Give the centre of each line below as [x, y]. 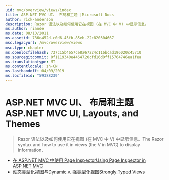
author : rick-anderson [29, 19]
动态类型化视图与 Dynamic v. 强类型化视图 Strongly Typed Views [79, 172]
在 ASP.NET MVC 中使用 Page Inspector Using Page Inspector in [79, 160]
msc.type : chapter [25, 48]
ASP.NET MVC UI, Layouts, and [72, 114]
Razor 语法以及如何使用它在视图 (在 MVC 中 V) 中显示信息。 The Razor [91, 139]
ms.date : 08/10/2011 [27, 33]
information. [30, 150]
